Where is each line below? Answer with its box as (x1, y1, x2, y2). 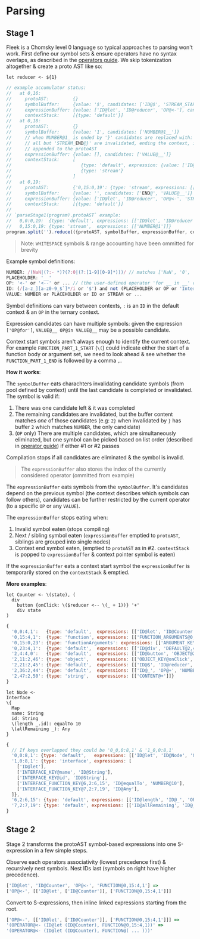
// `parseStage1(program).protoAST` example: (6, 212, 121, 218)
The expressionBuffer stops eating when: (6, 514, 108, 521)
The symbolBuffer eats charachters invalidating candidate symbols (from (6, 380, 185, 387)
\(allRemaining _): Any (11, 726, 70, 732)
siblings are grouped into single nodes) (14, 538, 111, 545)
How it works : (6, 369, 41, 375)
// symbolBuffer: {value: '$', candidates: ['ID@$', (6, 101, 161, 107)
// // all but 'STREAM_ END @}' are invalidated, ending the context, (6, 140, 190, 146)
